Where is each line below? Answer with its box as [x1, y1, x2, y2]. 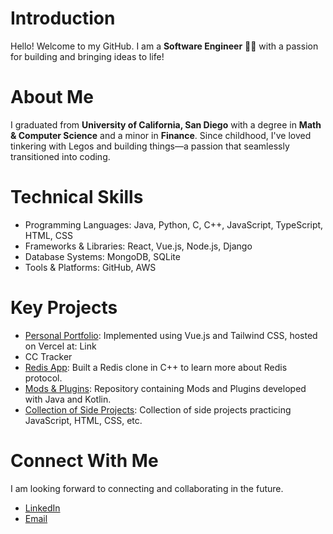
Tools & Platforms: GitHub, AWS [24, 261, 157, 273]
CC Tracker [24, 350, 73, 362]
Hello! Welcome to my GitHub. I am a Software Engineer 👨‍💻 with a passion [10, 40, 319, 52]
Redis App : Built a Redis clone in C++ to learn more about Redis [24, 361, 288, 373]
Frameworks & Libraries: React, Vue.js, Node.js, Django [24, 240, 253, 252]
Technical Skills [10, 186, 144, 209]
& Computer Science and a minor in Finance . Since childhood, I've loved [10, 129, 312, 141]
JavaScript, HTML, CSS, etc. [24, 414, 143, 426]
